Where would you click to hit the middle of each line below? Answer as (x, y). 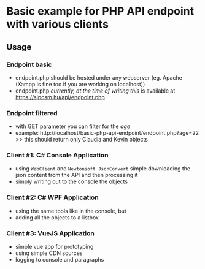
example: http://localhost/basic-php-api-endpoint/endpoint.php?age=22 (107, 133)
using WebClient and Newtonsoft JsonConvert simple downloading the (103, 169)
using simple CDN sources (49, 253)
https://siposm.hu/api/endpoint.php (60, 97)
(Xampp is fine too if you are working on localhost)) (80, 84)
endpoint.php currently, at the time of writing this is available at (95, 91)
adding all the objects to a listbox (57, 217)
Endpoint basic (29, 64)
